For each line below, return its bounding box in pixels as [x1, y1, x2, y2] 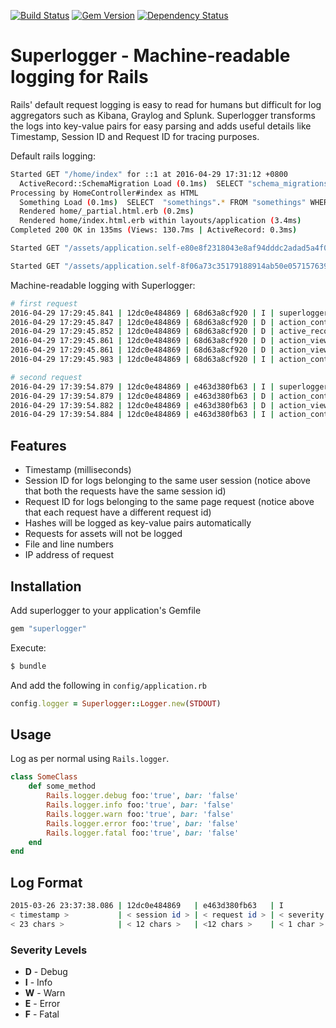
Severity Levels [10, 943, 88, 957]
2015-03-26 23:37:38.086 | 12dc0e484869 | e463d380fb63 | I [10, 901, 284, 911]
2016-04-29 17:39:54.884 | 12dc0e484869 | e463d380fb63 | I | [10, 410, 275, 420]
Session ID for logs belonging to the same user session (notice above [24, 475, 312, 487]
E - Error [24, 997, 61, 1009]
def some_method [28, 781, 97, 792]
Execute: [10, 641, 47, 654]
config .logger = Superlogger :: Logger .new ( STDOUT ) [10, 698, 222, 709]
